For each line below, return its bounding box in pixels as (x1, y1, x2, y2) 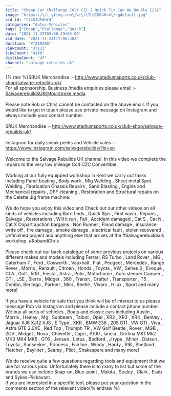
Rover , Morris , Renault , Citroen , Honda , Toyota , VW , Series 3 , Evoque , (5, 265, 165, 271)
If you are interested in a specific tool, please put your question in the (5, 380, 152, 386)
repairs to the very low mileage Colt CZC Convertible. (5, 161, 118, 167)
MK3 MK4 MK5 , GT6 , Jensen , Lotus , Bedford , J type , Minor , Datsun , (5, 336, 160, 342)
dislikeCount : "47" (5, 55, 47, 61)
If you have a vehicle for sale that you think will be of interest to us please (5, 298, 160, 304)
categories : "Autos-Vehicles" (5, 22, 70, 27)
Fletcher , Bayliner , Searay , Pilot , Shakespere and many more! (5, 347, 139, 353)
